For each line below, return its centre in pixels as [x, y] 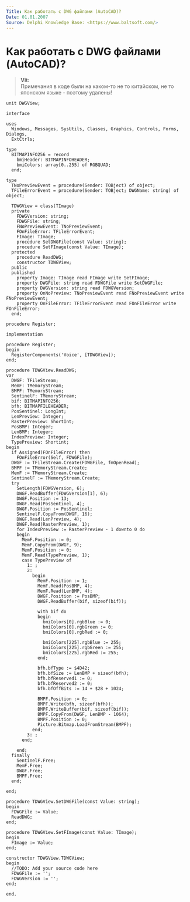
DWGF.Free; [30, 771]
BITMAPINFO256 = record [40, 155]
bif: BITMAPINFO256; [36, 401]
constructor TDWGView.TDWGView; [45, 858]
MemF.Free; [30, 766]
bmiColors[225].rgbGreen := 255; [84, 648]
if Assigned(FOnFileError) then [51, 452]
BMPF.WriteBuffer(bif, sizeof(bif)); [83, 710]
